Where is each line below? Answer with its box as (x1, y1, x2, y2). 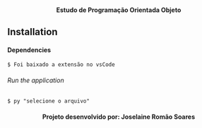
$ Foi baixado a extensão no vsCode (7, 61, 115, 68)
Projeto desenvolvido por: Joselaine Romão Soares (42, 113, 196, 121)
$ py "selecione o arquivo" (7, 98, 90, 105)
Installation (7, 25, 58, 38)
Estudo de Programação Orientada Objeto (56, 6, 182, 14)
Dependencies (7, 46, 52, 54)
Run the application (7, 76, 65, 84)
